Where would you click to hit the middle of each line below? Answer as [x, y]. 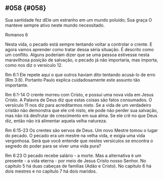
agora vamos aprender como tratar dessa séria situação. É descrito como [80, 49]
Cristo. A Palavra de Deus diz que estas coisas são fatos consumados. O [79, 100]
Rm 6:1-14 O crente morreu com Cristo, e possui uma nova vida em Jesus [79, 94]
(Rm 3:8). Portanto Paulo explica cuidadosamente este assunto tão [73, 80]
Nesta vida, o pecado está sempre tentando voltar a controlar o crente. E [79, 44]
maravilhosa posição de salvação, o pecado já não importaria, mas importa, [82, 60]
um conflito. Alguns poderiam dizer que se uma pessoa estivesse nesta [77, 55]
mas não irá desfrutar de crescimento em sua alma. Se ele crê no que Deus [81, 116]
